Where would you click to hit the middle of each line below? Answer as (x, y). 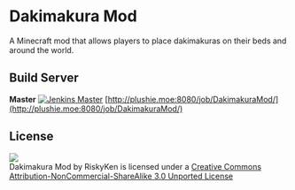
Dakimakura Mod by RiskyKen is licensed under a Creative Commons (136, 166)
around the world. (42, 49)
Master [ (58, 99)
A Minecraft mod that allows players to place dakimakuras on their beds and (148, 41)
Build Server (44, 78)
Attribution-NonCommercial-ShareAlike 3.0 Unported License (121, 176)
